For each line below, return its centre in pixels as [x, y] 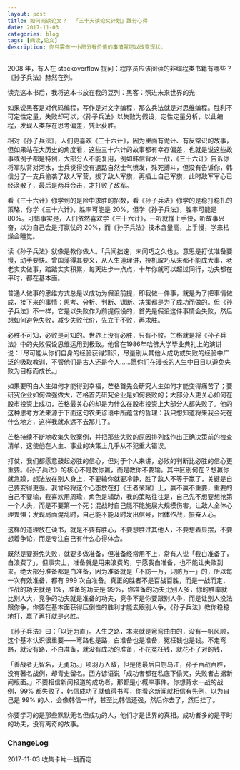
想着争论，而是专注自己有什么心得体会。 [67, 538]
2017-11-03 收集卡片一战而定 [50, 759]
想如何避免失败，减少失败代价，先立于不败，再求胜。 [86, 320]
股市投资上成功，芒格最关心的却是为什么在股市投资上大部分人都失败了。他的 [120, 404]
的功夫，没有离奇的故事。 [45, 724]
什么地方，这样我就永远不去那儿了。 [61, 421]
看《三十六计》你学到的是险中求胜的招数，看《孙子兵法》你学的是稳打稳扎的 [120, 200]
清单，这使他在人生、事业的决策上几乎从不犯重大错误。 [89, 446]
